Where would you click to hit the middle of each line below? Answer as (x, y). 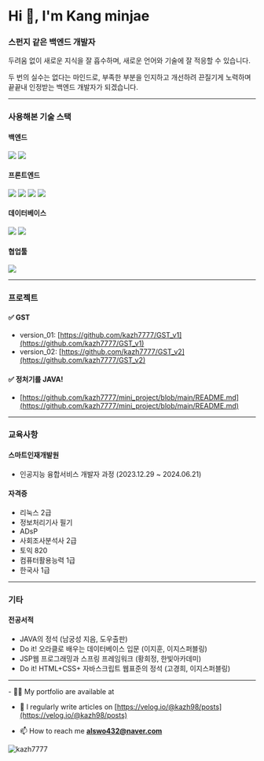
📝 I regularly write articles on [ (68, 707)
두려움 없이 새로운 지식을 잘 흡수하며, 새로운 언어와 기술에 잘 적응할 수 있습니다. (130, 61)
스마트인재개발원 (34, 455)
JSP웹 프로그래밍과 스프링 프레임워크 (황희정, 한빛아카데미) (110, 659)
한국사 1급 (35, 570)
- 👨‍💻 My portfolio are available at (61, 691)
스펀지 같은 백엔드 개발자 (52, 42)
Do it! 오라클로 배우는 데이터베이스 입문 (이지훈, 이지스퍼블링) (114, 649)
